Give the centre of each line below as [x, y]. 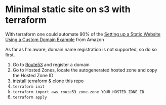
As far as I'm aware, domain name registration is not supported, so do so [81, 49]
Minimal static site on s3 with [68, 9]
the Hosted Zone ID [33, 75]
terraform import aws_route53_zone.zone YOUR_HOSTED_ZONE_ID [78, 92]
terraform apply [30, 97]
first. [10, 55]
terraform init [29, 86]
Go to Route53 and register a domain [51, 64]
